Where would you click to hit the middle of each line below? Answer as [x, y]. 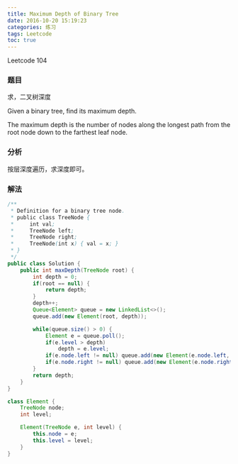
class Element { [31, 402]
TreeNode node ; [42, 408]
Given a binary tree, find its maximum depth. [72, 111]
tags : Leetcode [30, 34]
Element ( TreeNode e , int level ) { [71, 427]
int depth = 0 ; [55, 277]
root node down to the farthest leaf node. [68, 133]
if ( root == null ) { [62, 283]
